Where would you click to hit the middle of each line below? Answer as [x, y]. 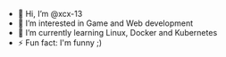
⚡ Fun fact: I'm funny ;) [60, 43]
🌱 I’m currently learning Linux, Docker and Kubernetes [117, 33]
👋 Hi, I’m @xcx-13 [50, 14]
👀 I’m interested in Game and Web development [105, 23]
